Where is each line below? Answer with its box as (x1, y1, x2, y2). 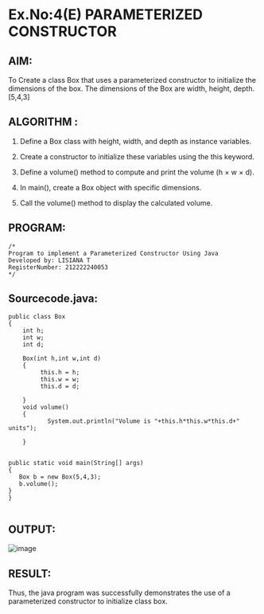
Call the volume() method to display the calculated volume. (19, 197, 213, 208)
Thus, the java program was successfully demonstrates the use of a (8, 588, 231, 598)
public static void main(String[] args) (8, 460, 145, 467)
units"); (8, 424, 37, 432)
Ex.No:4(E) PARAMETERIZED (8, 6, 204, 24)
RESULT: (8, 567, 52, 581)
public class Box (8, 313, 66, 321)
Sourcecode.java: (8, 292, 98, 306)
